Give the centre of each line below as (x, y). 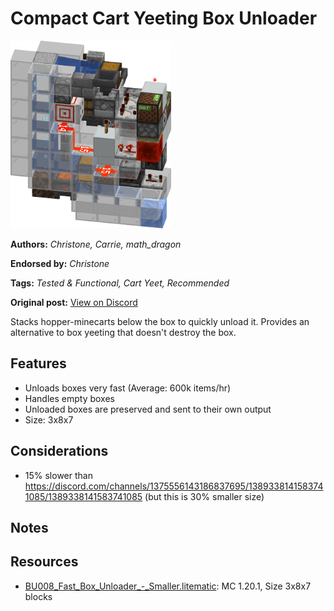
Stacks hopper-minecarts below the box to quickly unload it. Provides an (160, 321)
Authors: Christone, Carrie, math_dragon (96, 244)
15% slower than (58, 475)
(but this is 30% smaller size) (204, 496)
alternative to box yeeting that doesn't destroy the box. (123, 332)
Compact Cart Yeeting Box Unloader (164, 18)
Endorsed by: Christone (60, 263)
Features (38, 363)
